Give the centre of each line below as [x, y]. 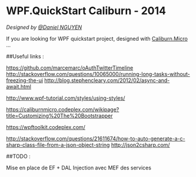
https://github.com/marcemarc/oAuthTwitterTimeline [70, 68]
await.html [19, 86]
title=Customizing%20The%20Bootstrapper [59, 116]
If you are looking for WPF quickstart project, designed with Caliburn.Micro [97, 38]
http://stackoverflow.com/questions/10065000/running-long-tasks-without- [98, 74]
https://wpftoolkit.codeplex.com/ [46, 127]
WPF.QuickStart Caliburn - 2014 [86, 11]
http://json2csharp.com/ [140, 145]
